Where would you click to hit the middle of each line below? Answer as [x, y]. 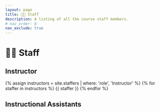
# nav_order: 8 [21, 24]
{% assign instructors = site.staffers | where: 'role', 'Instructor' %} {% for [80, 83]
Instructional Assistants [43, 104]
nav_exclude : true [24, 28]
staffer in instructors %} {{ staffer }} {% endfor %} [57, 89]
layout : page [19, 10]
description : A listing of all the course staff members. [67, 19]
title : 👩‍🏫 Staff [22, 14]
